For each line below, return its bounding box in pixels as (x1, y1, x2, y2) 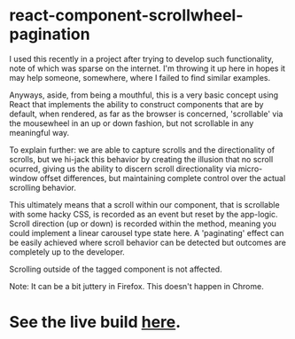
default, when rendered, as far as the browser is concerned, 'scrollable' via (9, 108, 283, 119)
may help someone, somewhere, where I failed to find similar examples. (9, 72, 271, 83)
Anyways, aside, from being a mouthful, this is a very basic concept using (9, 90, 279, 100)
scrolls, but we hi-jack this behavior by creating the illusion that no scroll (9, 154, 274, 164)
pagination (9, 24, 90, 44)
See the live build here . (9, 312, 182, 333)
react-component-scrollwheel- (9, 5, 244, 26)
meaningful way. (9, 127, 70, 138)
